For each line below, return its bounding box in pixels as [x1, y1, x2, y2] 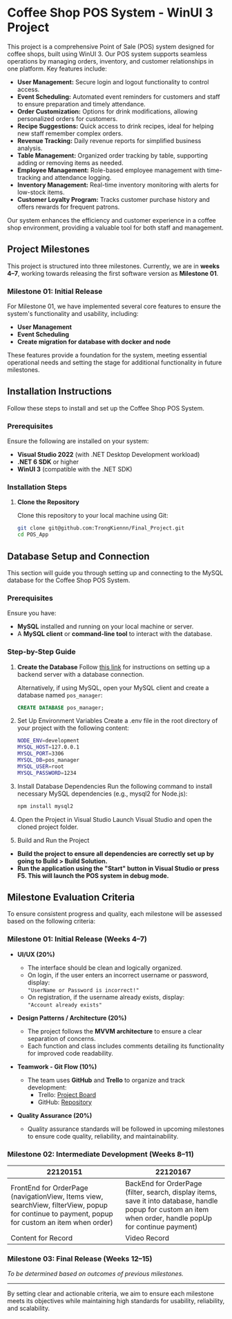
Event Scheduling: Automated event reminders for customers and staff [17, 92, 220, 101]
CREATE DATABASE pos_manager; [17, 704, 105, 711]
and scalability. [7, 1304, 50, 1313]
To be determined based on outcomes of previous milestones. [7, 1270, 184, 1278]
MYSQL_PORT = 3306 [17, 750, 64, 758]
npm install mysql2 [17, 803, 74, 810]
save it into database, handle [125, 1196, 218, 1206]
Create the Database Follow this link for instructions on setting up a [17, 662, 211, 671]
